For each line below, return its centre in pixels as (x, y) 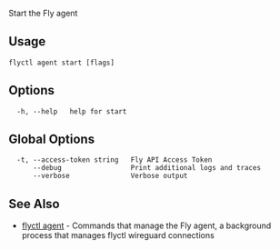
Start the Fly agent (43, 13)
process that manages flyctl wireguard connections (118, 235)
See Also (34, 204)
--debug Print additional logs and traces (146, 168)
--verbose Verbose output (110, 176)
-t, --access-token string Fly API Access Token (115, 160)
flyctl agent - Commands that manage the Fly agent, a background (146, 225)
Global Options (52, 140)
